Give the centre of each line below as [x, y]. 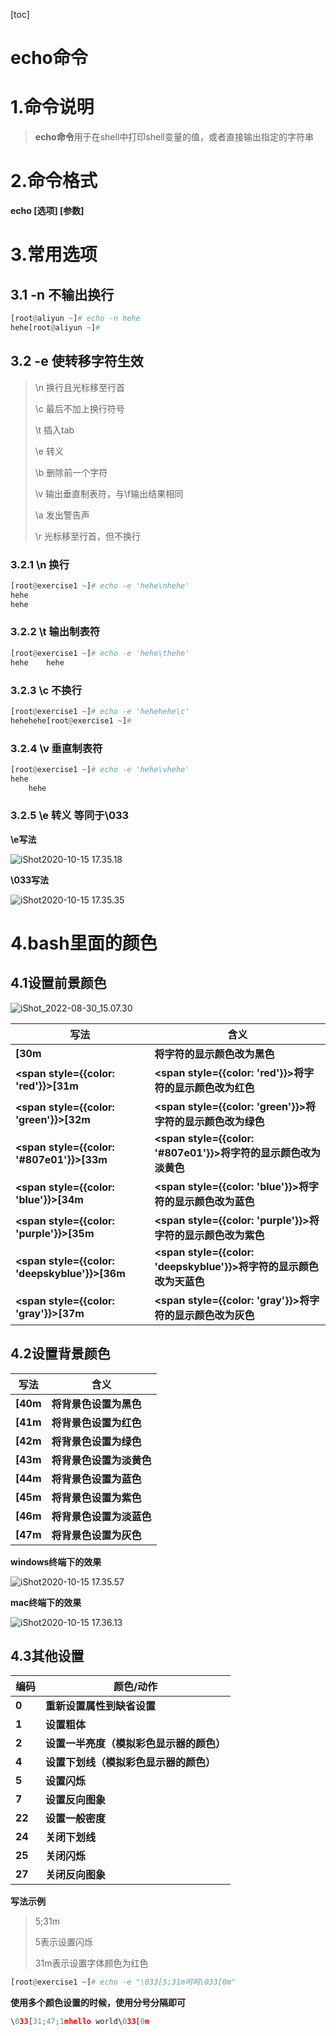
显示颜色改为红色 [214, 1087]
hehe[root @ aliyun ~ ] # [55, 327]
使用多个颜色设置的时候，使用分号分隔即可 [98, 2003]
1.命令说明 [52, 107]
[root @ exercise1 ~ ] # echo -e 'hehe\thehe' [100, 653]
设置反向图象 [76, 1800]
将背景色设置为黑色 [96, 1404]
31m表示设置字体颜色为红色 [91, 1963]
